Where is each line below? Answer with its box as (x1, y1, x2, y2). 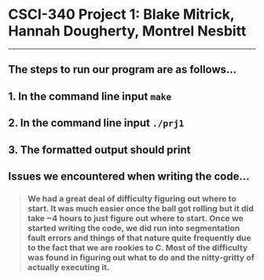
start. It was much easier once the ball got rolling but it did (27, 202, 254, 213)
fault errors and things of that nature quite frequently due (27, 232, 251, 243)
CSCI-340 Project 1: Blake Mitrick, (8, 5, 235, 24)
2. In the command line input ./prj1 (8, 116, 185, 130)
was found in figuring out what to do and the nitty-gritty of (27, 252, 255, 263)
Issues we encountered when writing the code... (8, 169, 250, 183)
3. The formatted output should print (8, 143, 191, 156)
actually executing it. (27, 261, 110, 272)
